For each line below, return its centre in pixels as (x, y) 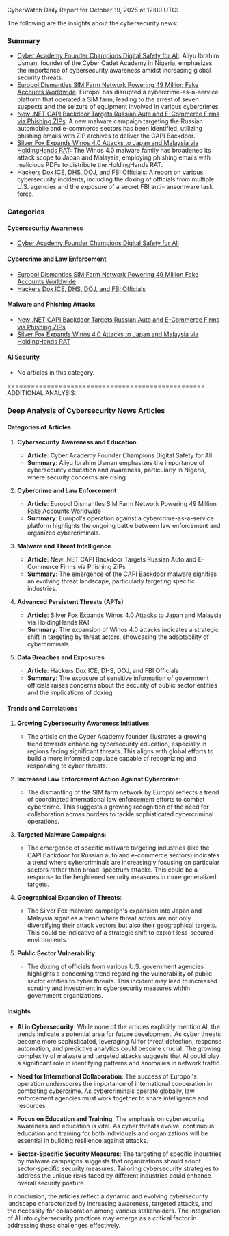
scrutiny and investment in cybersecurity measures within (108, 988)
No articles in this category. (56, 373)
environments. (48, 940)
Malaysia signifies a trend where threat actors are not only (109, 918)
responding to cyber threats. (67, 766)
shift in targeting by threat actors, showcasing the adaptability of (118, 637)
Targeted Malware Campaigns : (62, 835)
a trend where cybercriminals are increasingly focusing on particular (123, 863)
